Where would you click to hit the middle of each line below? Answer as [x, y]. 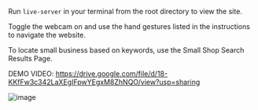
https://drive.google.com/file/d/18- [111, 73]
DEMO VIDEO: [31, 73]
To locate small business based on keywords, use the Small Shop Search [126, 50]
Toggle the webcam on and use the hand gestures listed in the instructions [129, 26]
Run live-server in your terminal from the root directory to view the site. [125, 11]
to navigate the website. [47, 35]
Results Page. [30, 59]
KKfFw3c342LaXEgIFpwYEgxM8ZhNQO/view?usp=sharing [104, 82]
